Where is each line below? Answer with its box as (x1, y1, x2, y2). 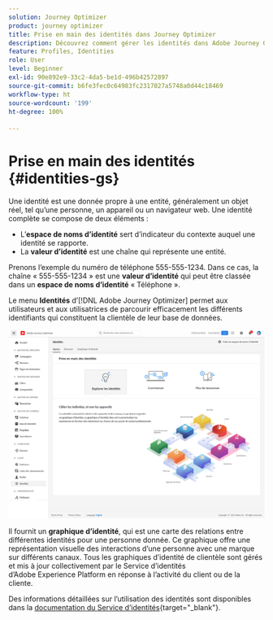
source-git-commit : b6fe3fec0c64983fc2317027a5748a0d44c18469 (8, 81, 223, 90)
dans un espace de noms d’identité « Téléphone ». (8, 280, 181, 290)
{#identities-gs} (8, 169, 120, 188)
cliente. (8, 578, 33, 587)
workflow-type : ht (8, 90, 71, 98)
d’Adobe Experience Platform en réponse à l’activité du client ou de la (8, 570, 241, 579)
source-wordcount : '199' (8, 98, 93, 107)
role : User (8, 56, 45, 64)
